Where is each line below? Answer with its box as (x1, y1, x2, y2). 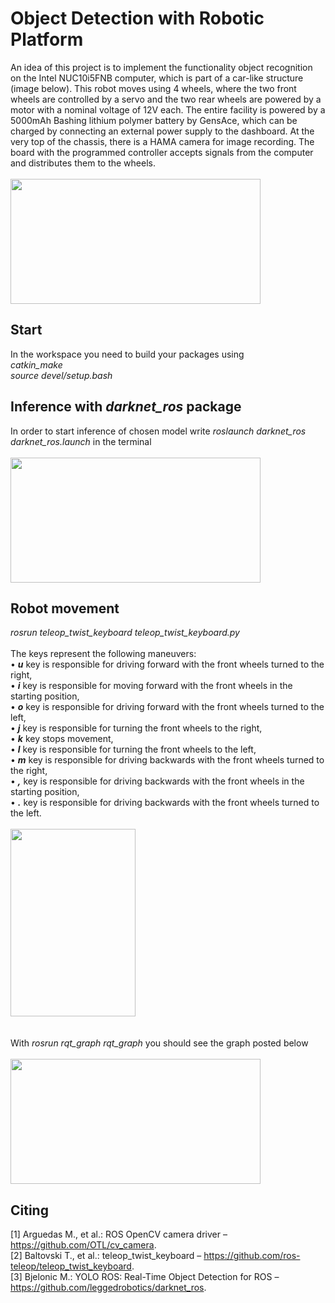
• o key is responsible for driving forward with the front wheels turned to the (10, 701, 325, 713)
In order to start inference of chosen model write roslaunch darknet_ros (10, 425, 307, 437)
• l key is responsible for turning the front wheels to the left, (10, 743, 257, 756)
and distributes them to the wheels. (10, 157, 156, 169)
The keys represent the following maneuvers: (10, 648, 197, 660)
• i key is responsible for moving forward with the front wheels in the (10, 680, 293, 692)
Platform (10, 28, 84, 51)
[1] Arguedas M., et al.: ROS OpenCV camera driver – (10, 1228, 228, 1241)
